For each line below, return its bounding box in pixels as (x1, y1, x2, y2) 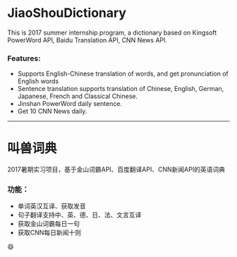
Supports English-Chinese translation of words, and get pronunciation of (17, 69, 229, 78)
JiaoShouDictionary (7, 5, 127, 21)
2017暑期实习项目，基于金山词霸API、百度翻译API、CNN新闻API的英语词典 (7, 165, 226, 174)
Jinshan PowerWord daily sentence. (17, 100, 122, 108)
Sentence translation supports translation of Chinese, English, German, (17, 85, 224, 93)
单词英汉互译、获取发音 (17, 202, 86, 210)
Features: (7, 53, 41, 63)
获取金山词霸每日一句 (17, 220, 80, 228)
